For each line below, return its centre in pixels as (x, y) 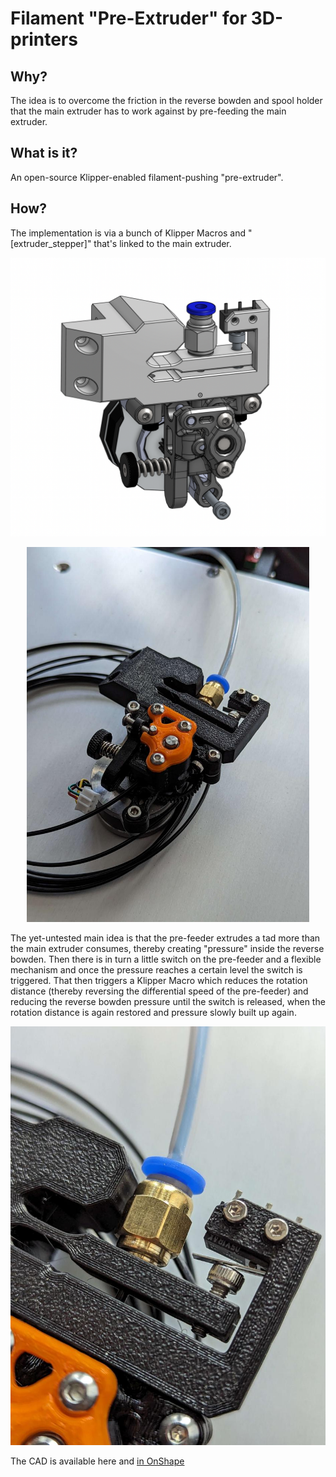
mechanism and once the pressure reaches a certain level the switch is (156, 969)
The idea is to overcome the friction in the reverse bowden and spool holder (166, 100)
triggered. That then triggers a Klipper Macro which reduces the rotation (159, 980)
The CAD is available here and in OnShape (97, 1461)
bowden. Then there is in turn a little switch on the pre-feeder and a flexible (166, 959)
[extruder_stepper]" (51, 243)
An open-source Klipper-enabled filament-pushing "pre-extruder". (147, 177)
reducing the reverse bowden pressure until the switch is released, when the (168, 1001)
